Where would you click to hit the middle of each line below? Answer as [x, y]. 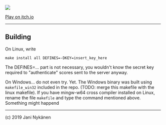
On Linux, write [21, 49]
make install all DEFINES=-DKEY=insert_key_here [56, 58]
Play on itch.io [20, 17]
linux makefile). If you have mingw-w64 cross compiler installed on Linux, [80, 92]
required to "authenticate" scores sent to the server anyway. [67, 72]
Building [18, 37]
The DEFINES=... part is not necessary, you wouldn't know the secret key [80, 67]
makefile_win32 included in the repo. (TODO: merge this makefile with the [80, 87]
